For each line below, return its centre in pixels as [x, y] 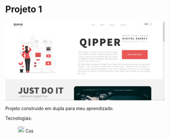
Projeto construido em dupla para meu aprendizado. [59, 109]
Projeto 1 [24, 9]
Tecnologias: [18, 118]
